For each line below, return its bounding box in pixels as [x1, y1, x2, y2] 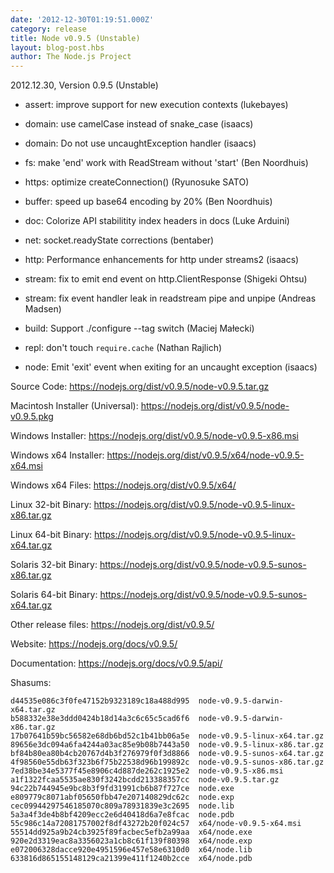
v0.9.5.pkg [10, 411, 54, 423]
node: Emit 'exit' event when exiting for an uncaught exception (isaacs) [24, 361, 318, 373]
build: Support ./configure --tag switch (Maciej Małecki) [24, 322, 255, 335]
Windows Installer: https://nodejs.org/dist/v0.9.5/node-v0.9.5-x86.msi [10, 430, 299, 442]
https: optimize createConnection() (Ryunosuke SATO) [24, 176, 250, 188]
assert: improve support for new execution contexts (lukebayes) [24, 99, 289, 111]
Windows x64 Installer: [10, 449, 105, 461]
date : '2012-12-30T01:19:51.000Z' [10, 14, 155, 25]
